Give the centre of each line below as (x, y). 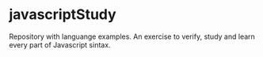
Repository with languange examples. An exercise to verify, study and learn (132, 36)
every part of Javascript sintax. (60, 44)
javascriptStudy (63, 15)
